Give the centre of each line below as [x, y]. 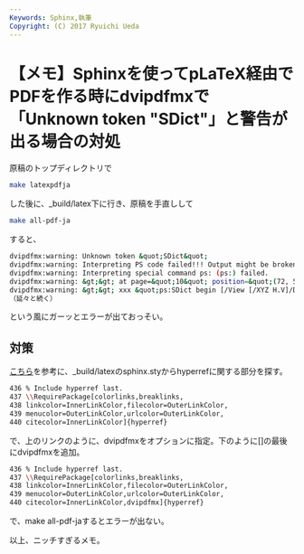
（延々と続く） [33, 298]
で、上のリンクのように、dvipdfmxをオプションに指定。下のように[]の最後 [148, 440]
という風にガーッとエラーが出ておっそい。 [89, 316]
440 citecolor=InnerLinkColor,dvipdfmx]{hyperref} [107, 502]
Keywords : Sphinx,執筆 [51, 18]
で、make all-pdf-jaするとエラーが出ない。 [89, 521]
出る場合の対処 [65, 141]
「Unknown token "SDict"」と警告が [148, 119]
